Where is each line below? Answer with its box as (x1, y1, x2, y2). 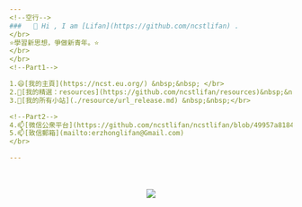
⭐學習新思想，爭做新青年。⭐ (9, 38, 100, 47)
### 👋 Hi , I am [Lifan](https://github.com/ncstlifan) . (9, 22, 240, 30)
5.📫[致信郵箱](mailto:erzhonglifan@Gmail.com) (9, 129, 184, 138)
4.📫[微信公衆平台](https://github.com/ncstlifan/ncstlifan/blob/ (9, 120, 254, 130)
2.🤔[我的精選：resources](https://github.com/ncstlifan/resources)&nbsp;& (9, 87, 289, 97)
